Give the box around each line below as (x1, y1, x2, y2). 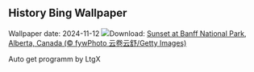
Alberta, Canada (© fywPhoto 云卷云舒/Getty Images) (8, 38, 187, 47)
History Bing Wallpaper (8, 6, 127, 20)
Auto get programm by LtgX (8, 54, 101, 63)
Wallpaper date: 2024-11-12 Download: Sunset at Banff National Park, (8, 28, 248, 38)
